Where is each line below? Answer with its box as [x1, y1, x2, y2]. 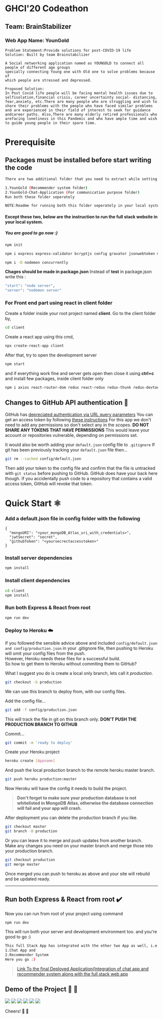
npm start [5, 362, 25, 367]
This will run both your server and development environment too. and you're [5, 929, 157, 935]
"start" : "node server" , [5, 283, 55, 288]
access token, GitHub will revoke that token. [5, 481, 93, 487]
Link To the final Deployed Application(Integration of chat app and [16, 966, 149, 972]
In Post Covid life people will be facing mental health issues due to [5, 91, 153, 96]
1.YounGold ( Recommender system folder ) [5, 185, 88, 190]
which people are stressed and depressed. [5, 78, 92, 83]
